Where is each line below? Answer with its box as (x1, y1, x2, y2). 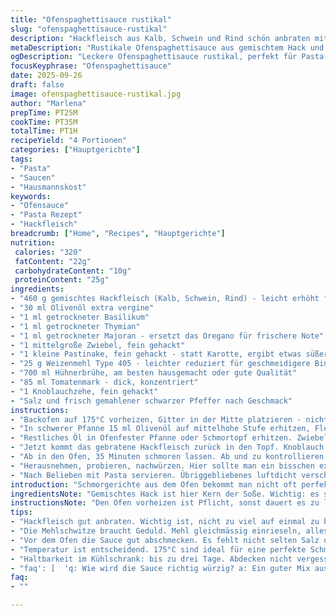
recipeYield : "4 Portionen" (10, 136, 128, 146)
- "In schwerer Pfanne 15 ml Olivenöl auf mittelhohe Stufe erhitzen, (10, 424, 311, 434)
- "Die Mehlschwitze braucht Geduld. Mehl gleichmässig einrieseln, (10, 526, 302, 536)
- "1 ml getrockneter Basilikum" (10, 312, 150, 322)
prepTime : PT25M (10, 107, 78, 118)
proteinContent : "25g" (14, 275, 110, 285)
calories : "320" (14, 247, 83, 257)
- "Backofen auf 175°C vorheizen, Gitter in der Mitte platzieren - (10, 414, 302, 425)
